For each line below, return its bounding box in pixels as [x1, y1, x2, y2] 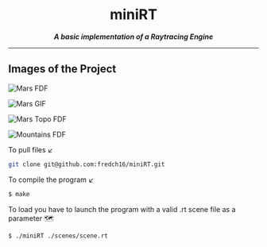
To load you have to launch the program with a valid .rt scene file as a [8, 204, 236, 214]
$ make [8, 190, 30, 198]
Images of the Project [8, 62, 117, 76]
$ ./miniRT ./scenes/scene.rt [8, 232, 109, 240]
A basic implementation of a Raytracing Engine [53, 32, 214, 41]
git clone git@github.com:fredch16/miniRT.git [8, 160, 165, 168]
